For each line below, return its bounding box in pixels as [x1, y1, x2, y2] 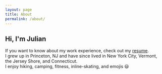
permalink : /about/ [5, 16, 46, 21]
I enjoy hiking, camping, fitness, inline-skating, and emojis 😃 [5, 64, 129, 70]
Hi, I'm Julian [5, 35, 46, 43]
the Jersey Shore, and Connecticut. [5, 58, 78, 64]
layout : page [5, 7, 32, 12]
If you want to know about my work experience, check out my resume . [5, 48, 149, 54]
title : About [5, 12, 32, 17]
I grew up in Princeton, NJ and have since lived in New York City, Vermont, [5, 53, 158, 59]
